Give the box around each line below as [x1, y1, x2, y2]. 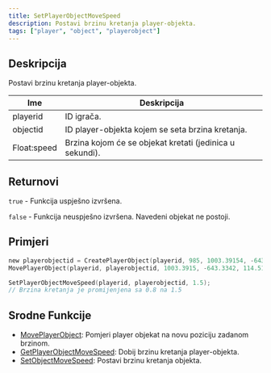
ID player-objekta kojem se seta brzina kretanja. [65, 124, 248, 136]
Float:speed [12, 142, 58, 153]
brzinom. [19, 338, 50, 348]
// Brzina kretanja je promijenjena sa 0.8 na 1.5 [8, 286, 182, 295]
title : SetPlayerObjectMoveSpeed [8, 11, 121, 20]
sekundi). [65, 147, 101, 158]
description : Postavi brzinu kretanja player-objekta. [8, 19, 197, 27]
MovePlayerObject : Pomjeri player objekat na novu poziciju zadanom [19, 330, 249, 340]
